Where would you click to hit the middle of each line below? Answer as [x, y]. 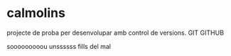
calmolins [36, 13]
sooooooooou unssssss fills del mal [59, 46]
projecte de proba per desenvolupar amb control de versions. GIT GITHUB [116, 33]
